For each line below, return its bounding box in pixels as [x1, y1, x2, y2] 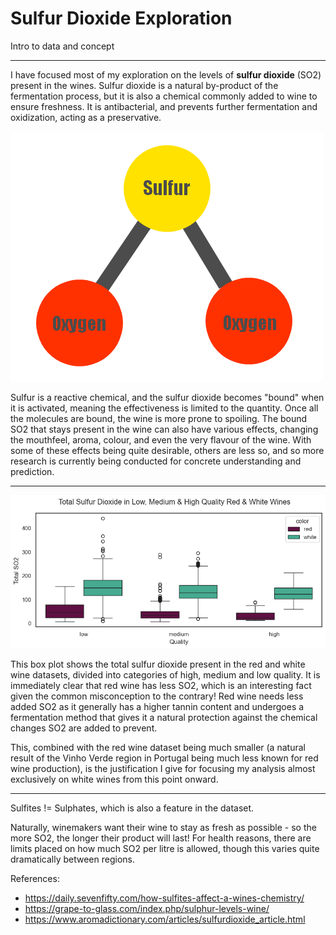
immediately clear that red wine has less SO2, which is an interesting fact [10, 679, 312, 691]
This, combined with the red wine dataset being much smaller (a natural [10, 741, 306, 753]
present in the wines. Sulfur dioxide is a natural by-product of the [10, 79, 279, 91]
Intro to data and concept [10, 40, 115, 52]
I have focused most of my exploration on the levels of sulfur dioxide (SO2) [10, 68, 322, 81]
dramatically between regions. [10, 853, 135, 865]
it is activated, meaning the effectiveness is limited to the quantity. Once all [10, 402, 319, 414]
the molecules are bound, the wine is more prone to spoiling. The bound [10, 412, 308, 424]
